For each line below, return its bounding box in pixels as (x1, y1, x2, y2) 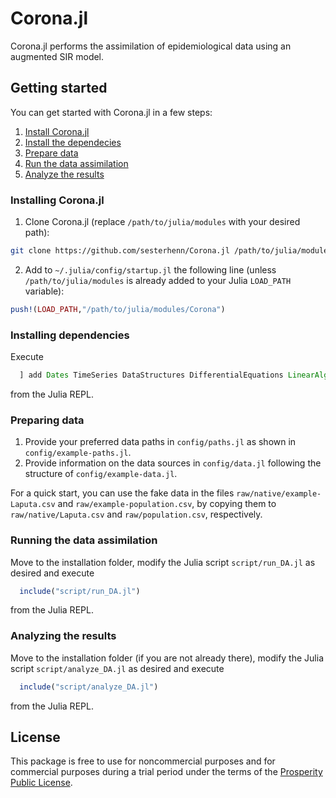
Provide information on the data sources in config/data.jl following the (24, 457, 322, 469)
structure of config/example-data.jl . (24, 468, 178, 480)
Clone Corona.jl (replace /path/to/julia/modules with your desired (24, 216, 301, 228)
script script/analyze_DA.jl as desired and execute (10, 662, 225, 674)
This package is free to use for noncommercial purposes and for (10, 755, 276, 767)
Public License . (10, 777, 73, 789)
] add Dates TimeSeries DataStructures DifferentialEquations (19, 370, 284, 381)
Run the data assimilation (24, 157, 129, 169)
